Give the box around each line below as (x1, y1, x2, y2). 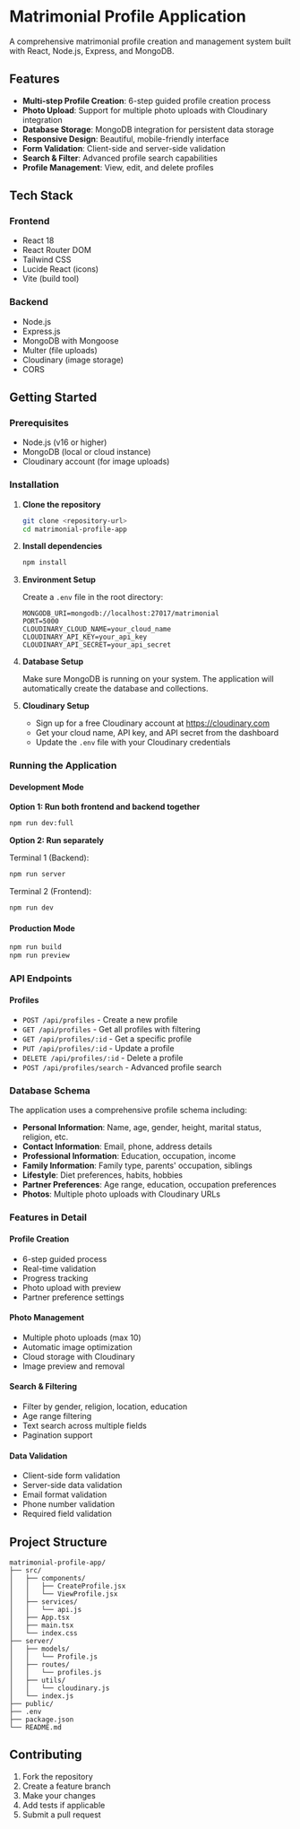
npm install (21, 558, 67, 567)
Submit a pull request (21, 1809, 101, 1820)
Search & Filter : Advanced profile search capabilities (21, 152, 218, 163)
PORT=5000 (21, 617, 60, 626)
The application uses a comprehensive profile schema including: (9, 1105, 248, 1116)
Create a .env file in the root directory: (21, 592, 164, 603)
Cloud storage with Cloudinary (21, 1351, 136, 1362)
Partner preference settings (21, 1292, 124, 1302)
